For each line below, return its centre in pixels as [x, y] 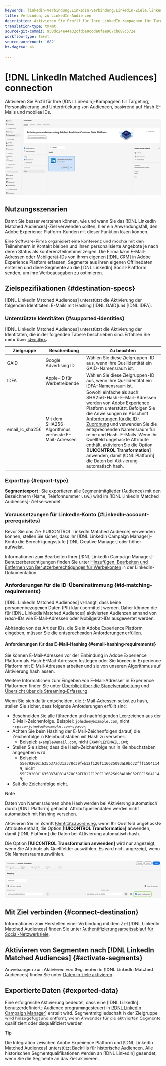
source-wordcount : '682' [31, 42]
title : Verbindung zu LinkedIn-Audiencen [48, 16]
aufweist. [15, 547]
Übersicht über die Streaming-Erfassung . [47, 691]
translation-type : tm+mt [31, 26]
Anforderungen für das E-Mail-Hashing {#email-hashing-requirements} [81, 644]
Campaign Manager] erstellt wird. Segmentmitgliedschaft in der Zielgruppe [81, 1013]
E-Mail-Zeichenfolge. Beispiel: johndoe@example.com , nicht [71, 721]
